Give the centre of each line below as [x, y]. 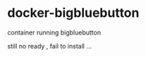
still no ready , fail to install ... [49, 46]
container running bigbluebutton [54, 32]
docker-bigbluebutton [73, 13]
